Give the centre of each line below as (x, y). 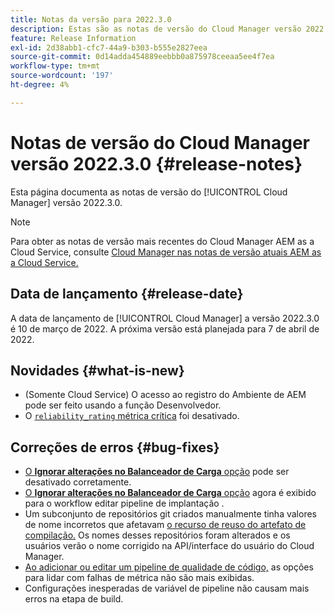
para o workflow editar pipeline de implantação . (124, 503)
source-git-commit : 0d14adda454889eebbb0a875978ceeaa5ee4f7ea (142, 57)
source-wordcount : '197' (62, 76)
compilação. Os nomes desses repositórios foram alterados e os (157, 535)
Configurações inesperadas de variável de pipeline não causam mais (167, 588)
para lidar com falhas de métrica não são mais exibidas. (139, 578)
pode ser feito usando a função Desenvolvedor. (123, 405)
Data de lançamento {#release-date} (127, 294)
